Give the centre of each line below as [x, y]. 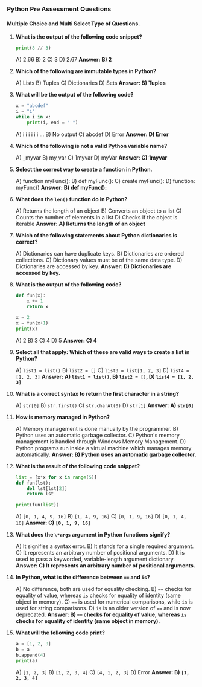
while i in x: [33, 117]
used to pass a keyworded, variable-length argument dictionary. [95, 559]
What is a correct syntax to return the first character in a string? [97, 393]
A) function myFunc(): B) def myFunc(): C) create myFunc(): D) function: [105, 181]
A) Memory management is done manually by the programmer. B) [97, 428]
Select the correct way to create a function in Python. [84, 169]
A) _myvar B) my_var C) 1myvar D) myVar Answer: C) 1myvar [91, 157]
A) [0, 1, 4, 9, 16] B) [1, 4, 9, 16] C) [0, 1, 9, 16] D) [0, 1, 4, [101, 517]
